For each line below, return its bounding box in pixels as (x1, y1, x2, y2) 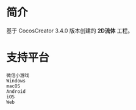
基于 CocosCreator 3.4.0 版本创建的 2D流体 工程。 (6, 27, 134, 34)
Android (6, 88, 26, 95)
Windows (6, 78, 26, 84)
